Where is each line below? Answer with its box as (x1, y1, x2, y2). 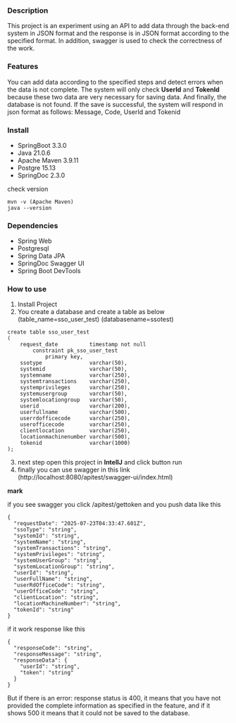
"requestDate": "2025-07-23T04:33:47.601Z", (13, 520, 147, 527)
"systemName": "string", (13, 539, 87, 546)
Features (7, 62, 39, 72)
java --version (7, 204, 52, 211)
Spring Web (17, 237, 52, 245)
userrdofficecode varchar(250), (20, 415, 131, 422)
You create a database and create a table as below (17, 308, 166, 316)
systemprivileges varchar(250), (20, 384, 131, 391)
